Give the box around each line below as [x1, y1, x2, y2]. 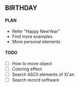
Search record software [12, 77, 59, 83]
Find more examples [12, 34, 53, 39]
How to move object [12, 60, 52, 66]
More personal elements [12, 38, 61, 44]
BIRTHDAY [5, 4, 38, 12]
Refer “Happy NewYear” [12, 28, 60, 34]
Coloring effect [12, 66, 42, 72]
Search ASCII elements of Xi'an [12, 71, 75, 77]
